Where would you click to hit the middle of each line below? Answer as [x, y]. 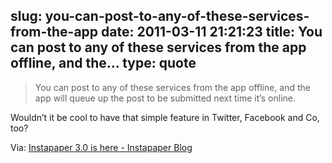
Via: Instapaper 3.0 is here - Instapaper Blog [101, 147]
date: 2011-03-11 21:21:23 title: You [212, 32]
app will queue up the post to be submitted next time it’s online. [165, 98]
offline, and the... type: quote [103, 63]
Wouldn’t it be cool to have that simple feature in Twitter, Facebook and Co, [165, 117]
